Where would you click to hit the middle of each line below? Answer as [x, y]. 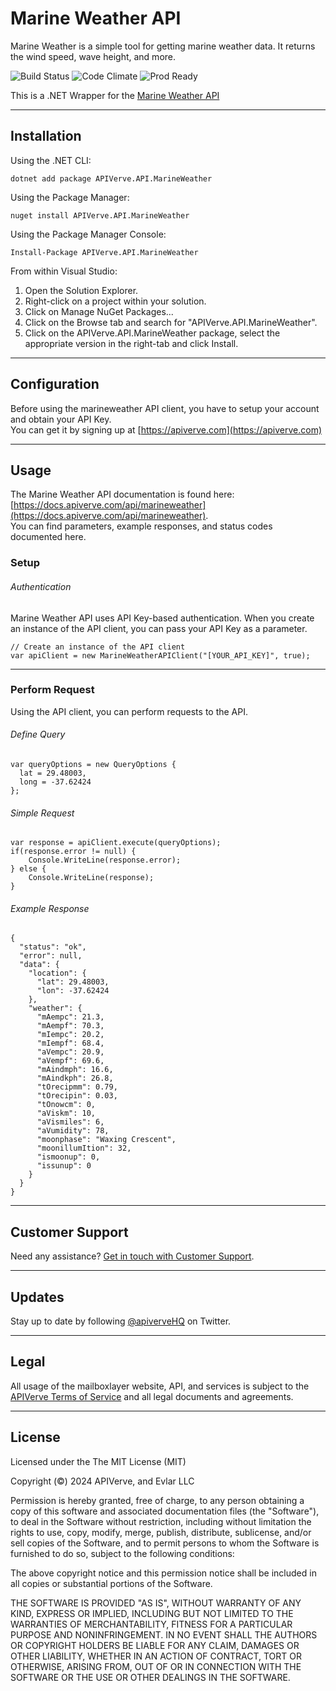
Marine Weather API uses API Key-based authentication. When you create [162, 618]
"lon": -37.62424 [73, 991]
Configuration [55, 384]
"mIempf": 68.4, [70, 1043]
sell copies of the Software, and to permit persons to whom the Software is [165, 1543]
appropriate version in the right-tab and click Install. [131, 343]
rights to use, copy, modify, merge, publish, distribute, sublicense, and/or [161, 1532]
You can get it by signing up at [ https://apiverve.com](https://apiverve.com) [166, 429]
